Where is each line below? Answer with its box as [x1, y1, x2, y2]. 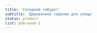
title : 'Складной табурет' [5, 7, 61, 12]
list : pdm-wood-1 [5, 20, 41, 26]
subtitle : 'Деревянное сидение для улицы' [5, 12, 94, 16]
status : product [5, 16, 38, 21]
